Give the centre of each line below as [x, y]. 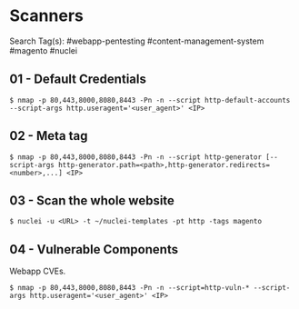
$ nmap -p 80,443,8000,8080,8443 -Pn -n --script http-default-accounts [150, 100]
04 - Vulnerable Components [94, 249]
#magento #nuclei [44, 50]
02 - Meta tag [49, 136]
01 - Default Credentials [78, 80]
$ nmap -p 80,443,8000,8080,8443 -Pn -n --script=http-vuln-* [130, 288]
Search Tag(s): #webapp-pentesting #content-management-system [137, 41]
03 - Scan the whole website [92, 200]
